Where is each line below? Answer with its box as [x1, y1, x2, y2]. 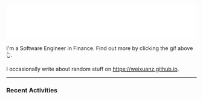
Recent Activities [6, 86, 58, 94]
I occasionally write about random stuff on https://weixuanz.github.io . [6, 65, 179, 72]
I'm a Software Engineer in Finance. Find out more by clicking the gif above [6, 44, 193, 52]
